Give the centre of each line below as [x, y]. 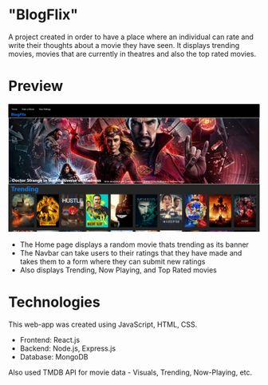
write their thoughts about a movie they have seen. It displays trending [124, 45]
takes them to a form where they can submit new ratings [112, 262]
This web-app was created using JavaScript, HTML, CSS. [103, 324]
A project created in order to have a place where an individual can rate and [131, 37]
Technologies [55, 302]
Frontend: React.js [50, 340]
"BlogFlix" [43, 15]
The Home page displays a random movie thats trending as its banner [134, 244]
